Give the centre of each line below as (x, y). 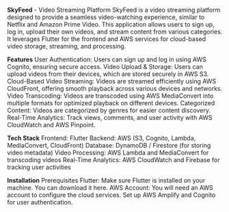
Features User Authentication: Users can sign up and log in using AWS (107, 59)
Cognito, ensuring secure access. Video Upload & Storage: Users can (105, 67)
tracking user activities (39, 167)
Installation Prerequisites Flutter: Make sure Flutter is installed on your (106, 180)
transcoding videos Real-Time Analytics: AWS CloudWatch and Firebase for (113, 160)
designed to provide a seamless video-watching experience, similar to (106, 17)
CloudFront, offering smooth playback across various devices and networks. (115, 89)
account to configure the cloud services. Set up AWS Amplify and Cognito (111, 195)
